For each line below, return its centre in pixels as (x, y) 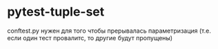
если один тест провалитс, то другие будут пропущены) (90, 37)
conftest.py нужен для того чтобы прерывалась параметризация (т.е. (109, 31)
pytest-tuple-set (56, 12)
